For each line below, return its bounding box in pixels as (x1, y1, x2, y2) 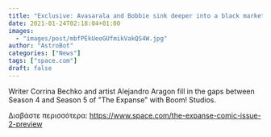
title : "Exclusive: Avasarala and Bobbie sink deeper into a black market (8, 11, 265, 20)
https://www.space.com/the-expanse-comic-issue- (89, 110, 261, 120)
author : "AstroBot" (8, 42, 74, 50)
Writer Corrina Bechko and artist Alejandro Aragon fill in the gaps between (8, 86, 256, 96)
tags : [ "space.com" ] (8, 57, 78, 65)
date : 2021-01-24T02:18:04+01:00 (8, 19, 121, 27)
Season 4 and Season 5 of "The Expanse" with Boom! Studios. (8, 94, 216, 105)
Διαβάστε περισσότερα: (8, 110, 88, 120)
